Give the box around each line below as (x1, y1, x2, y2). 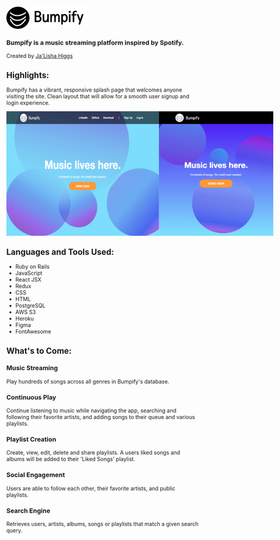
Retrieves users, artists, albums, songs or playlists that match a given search (6, 520, 199, 527)
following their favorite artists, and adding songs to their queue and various (6, 414, 195, 421)
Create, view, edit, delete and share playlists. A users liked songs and (6, 449, 181, 456)
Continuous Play (6, 393, 57, 401)
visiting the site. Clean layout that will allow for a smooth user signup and (6, 93, 190, 100)
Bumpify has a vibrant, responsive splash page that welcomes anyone (6, 86, 182, 93)
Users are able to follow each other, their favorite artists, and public (6, 484, 176, 492)
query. (6, 527, 23, 534)
